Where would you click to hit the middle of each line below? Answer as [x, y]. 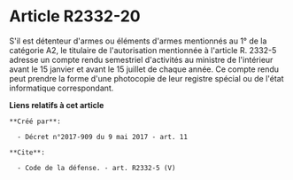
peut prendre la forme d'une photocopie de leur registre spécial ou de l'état [147, 78]
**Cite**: [27, 153]
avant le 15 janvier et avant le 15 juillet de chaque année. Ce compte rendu [144, 69]
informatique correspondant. [62, 88]
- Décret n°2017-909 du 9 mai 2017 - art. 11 [103, 137]
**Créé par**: [35, 121]
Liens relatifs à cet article [57, 105]
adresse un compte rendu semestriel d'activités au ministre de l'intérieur [141, 59]
